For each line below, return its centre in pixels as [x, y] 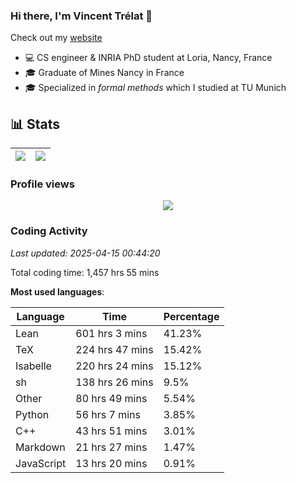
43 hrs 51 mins [111, 431]
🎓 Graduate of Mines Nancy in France [104, 73]
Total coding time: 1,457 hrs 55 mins [85, 272]
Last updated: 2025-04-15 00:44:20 [85, 253]
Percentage [191, 316]
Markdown [40, 447]
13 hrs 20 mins [111, 463]
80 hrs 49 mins [111, 398]
